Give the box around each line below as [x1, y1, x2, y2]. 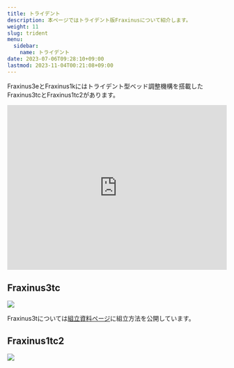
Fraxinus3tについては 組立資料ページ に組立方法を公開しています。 [7, 314, 195, 323]
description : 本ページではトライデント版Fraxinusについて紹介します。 [7, 17, 192, 24]
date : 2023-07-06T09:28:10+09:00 [7, 56, 104, 63]
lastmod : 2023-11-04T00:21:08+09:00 [7, 62, 114, 69]
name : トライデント [19, 49, 70, 56]
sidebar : [13, 42, 39, 49]
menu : [7, 36, 23, 43]
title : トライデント [7, 10, 61, 17]
